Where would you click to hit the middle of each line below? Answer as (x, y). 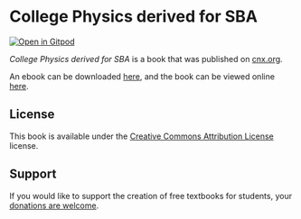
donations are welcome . (54, 205)
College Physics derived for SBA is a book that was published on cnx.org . (146, 59)
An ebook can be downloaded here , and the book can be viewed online (142, 76)
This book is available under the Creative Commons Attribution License (141, 136)
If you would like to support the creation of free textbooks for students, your (150, 196)
